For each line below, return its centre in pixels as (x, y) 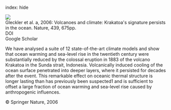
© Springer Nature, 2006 (32, 102)
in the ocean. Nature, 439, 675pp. (41, 28)
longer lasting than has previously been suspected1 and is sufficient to (79, 81)
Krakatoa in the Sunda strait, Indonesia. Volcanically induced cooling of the (84, 65)
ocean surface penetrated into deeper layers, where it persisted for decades (86, 70)
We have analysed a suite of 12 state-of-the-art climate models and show (82, 49)
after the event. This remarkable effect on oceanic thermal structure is (79, 76)
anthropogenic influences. (33, 92)
